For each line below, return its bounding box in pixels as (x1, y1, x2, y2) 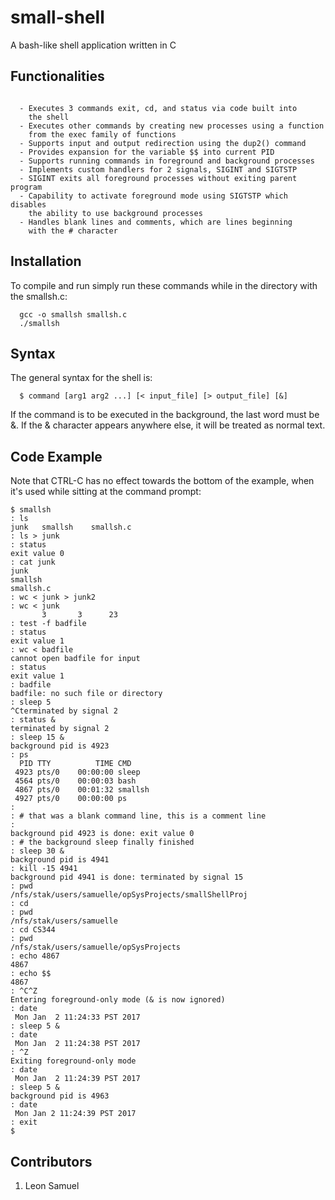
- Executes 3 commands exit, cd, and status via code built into (19, 103, 298, 113)
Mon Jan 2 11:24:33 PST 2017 (14, 1012, 141, 1023)
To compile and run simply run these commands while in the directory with (10, 279, 318, 291)
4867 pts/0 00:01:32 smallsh (14, 785, 150, 795)
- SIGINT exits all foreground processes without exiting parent (19, 173, 298, 183)
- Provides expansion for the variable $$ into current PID (19, 147, 275, 157)
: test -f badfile (10, 619, 87, 629)
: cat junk (10, 557, 56, 568)
